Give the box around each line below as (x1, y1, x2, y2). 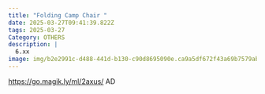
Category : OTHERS (8, 33, 65, 42)
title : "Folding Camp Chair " (8, 11, 108, 20)
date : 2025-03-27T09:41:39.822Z (8, 19, 114, 27)
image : (8, 56, 30, 63)
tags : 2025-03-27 (8, 26, 65, 34)
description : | (8, 41, 58, 49)
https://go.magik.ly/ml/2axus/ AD (8, 76, 116, 86)
